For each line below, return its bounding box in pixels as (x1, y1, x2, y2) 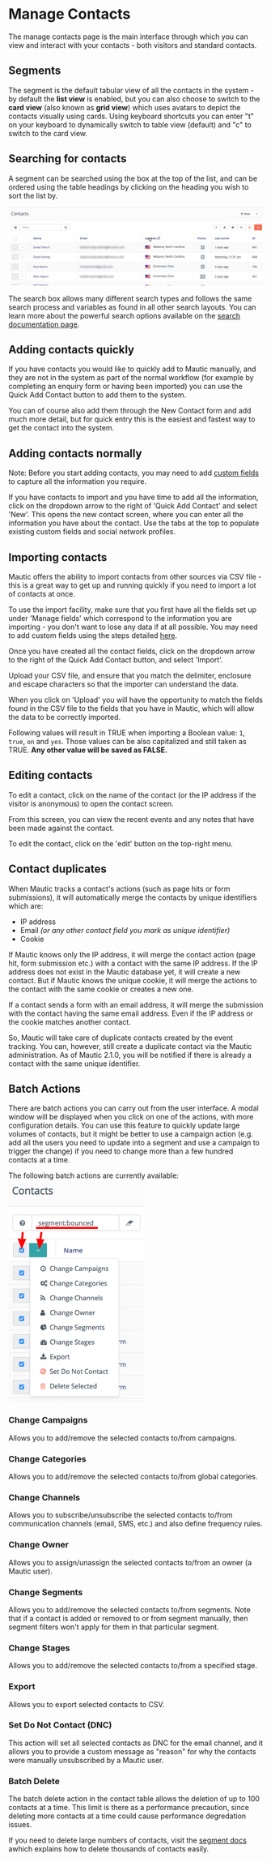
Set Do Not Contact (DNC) (8, 1719, 112, 1731)
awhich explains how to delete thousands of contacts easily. (8, 1844, 210, 1854)
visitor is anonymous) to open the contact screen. (8, 798, 174, 808)
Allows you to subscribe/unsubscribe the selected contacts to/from (8, 1510, 233, 1520)
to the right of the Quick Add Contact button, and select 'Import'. (8, 655, 224, 665)
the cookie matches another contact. (8, 1017, 131, 1026)
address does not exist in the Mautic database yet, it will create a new (8, 966, 241, 977)
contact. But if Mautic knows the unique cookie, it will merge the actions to (8, 975, 257, 985)
